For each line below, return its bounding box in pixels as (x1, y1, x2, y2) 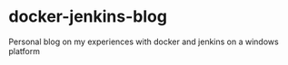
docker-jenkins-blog (8, 6, 167, 27)
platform (8, 45, 40, 56)
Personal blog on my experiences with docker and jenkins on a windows (8, 36, 279, 47)
